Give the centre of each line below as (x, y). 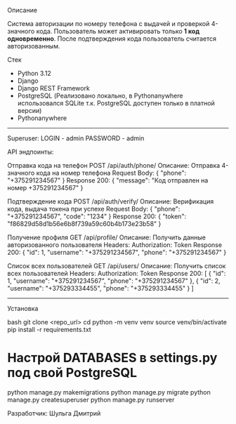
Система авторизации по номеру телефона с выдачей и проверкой (109, 24)
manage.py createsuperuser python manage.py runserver (91, 399)
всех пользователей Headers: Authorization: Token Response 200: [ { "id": (117, 273)
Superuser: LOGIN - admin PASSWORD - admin (76, 138)
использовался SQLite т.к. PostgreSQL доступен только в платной (116, 103)
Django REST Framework (53, 88)
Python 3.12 (34, 73)
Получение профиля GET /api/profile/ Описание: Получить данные (106, 237)
